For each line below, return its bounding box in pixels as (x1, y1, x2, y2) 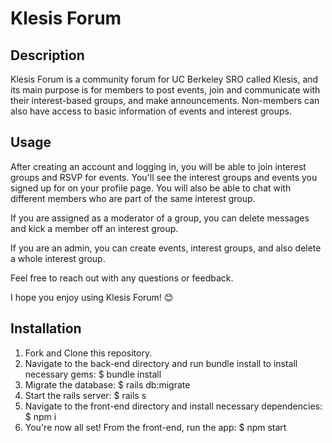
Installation (10, 320, 82, 337)
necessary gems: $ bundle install (24, 368, 162, 380)
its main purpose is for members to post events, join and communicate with (10, 84, 321, 96)
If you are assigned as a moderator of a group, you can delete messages (10, 212, 310, 224)
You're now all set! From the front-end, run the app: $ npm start (24, 421, 287, 433)
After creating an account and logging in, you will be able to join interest (10, 160, 307, 172)
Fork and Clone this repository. (24, 347, 153, 359)
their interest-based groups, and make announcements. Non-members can (10, 95, 320, 106)
